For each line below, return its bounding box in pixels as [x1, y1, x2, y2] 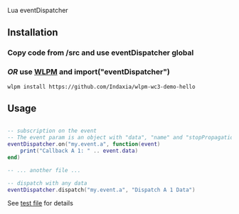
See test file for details [7, 199, 73, 208]
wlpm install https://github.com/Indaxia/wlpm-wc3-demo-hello [7, 83, 196, 90]
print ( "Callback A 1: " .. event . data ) [20, 147, 139, 155]
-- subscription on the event [7, 127, 97, 134]
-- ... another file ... [7, 166, 81, 173]
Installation [7, 26, 58, 38]
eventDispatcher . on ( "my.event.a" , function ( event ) [7, 141, 161, 148]
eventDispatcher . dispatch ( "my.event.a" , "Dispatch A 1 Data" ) [7, 186, 196, 193]
